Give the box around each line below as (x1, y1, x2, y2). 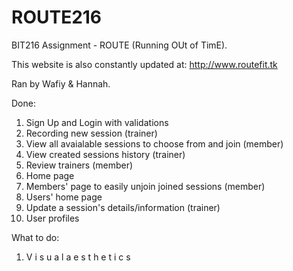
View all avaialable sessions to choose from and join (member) (25, 137, 284, 150)
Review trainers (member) (25, 159, 134, 171)
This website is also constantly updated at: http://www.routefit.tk (11, 58, 278, 70)
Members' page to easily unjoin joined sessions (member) (25, 180, 266, 192)
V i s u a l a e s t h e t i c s (25, 251, 131, 263)
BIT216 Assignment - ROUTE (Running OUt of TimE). (11, 39, 228, 51)
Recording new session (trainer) (25, 127, 158, 139)
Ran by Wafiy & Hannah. (11, 77, 111, 90)
